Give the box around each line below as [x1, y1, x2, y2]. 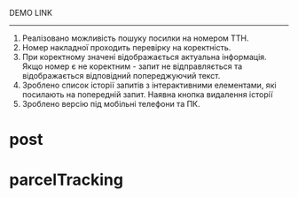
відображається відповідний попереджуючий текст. [21, 71, 221, 80]
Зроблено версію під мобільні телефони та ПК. [21, 99, 201, 109]
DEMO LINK [9, 8, 53, 18]
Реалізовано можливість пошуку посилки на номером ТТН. [21, 33, 250, 43]
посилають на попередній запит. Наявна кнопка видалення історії [21, 89, 273, 100]
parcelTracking [9, 170, 124, 190]
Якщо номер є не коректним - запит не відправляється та [21, 61, 243, 72]
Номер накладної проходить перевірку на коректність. [21, 42, 231, 52]
